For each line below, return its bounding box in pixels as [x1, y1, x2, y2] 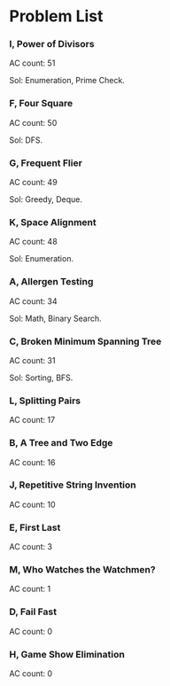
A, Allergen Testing [9, 276, 94, 288]
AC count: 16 [9, 456, 56, 467]
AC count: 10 [9, 499, 56, 510]
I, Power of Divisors [9, 38, 95, 51]
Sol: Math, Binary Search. [9, 313, 102, 324]
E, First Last [9, 521, 61, 534]
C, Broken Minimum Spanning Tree [9, 335, 162, 347]
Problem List [9, 6, 104, 27]
